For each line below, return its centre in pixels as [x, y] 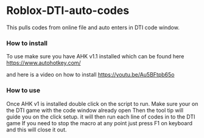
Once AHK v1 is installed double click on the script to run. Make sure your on [102, 103]
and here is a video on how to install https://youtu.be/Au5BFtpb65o [90, 75]
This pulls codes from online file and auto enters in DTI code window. [93, 27]
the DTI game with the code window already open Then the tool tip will [95, 110]
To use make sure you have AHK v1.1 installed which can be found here [95, 57]
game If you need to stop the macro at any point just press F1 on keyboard [100, 123]
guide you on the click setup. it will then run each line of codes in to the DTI [101, 117]
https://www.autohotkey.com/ [44, 63]
